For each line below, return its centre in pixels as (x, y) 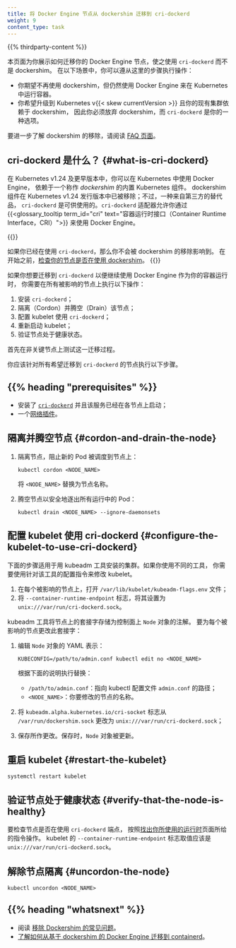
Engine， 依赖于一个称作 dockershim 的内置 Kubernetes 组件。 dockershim (117, 187)
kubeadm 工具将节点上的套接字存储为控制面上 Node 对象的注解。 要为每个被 (117, 622)
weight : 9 (22, 20)
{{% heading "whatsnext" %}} (76, 910)
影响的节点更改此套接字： (45, 630)
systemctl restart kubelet (47, 777)
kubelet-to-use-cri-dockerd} (72, 547)
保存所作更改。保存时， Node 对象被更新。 (77, 735)
